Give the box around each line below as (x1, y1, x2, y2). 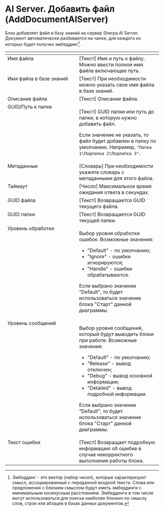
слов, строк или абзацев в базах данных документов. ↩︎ (12, 500, 129, 506)
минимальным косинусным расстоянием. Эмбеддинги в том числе (12, 490, 154, 496)
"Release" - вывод (87, 360, 131, 367)
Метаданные (7, 162, 38, 169)
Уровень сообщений (7, 319, 56, 326)
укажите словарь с (79, 169, 124, 176)
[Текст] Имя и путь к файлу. (79, 55, 145, 62)
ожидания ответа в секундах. (79, 189, 150, 196)
